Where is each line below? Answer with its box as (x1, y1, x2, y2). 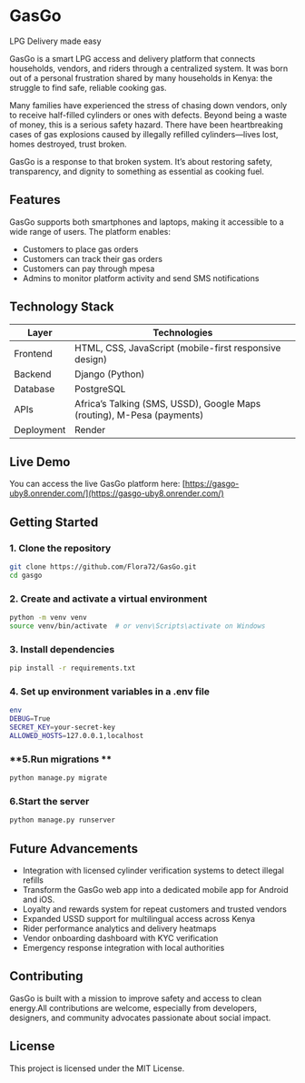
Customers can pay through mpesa (22, 263, 155, 274)
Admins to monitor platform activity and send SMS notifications (22, 272, 260, 283)
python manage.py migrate (9, 774, 107, 783)
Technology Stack (9, 299, 114, 315)
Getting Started (9, 514, 99, 530)
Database (14, 382, 55, 395)
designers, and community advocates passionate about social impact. (9, 1012, 271, 1023)
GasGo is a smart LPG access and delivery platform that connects (9, 53, 256, 64)
